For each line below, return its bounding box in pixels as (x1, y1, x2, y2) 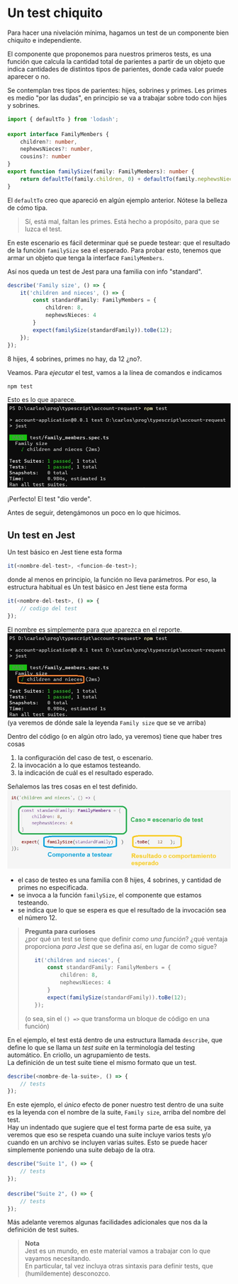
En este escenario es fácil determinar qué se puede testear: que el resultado (7, 238, 230, 247)
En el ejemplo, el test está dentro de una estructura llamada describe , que (7, 1035, 223, 1044)
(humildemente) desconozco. (24, 1269, 111, 1278)
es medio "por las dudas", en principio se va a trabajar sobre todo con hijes (7, 94, 227, 102)
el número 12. (17, 913, 57, 922)
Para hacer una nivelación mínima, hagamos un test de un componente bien (7, 28, 229, 37)
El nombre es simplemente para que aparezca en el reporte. (7, 625, 182, 634)
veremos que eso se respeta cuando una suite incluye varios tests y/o (7, 1131, 211, 1139)
